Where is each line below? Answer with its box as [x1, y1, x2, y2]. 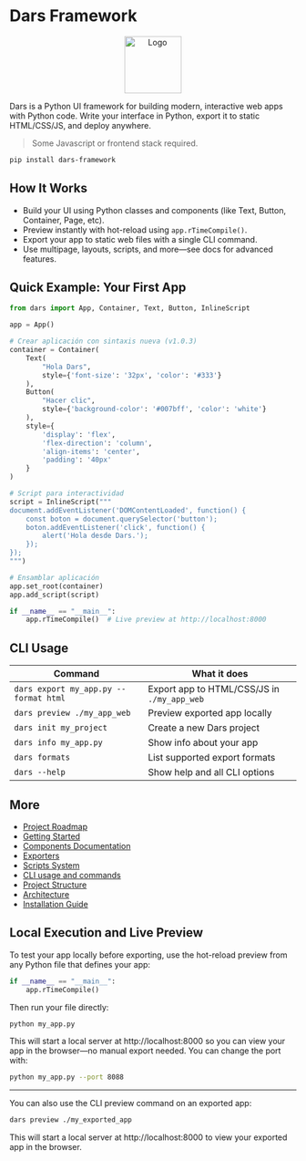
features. [22, 253, 57, 264]
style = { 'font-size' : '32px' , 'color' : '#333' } [42, 370, 222, 379]
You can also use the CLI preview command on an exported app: [9, 1098, 252, 1109]
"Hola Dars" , [42, 362, 92, 371]
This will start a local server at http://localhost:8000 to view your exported [9, 1132, 288, 1143]
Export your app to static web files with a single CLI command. [22, 233, 258, 244]
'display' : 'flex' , [42, 430, 117, 439]
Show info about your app [148, 736, 259, 749]
